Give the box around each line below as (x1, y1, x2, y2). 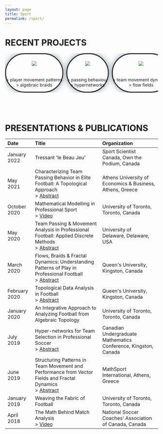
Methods (34, 239, 55, 245)
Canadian (102, 324, 124, 331)
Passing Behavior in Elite (34, 174, 91, 181)
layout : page (5, 7, 32, 12)
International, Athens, (102, 372, 151, 379)
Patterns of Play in (34, 265, 77, 272)
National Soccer (102, 409, 139, 416)
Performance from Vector (34, 369, 93, 376)
